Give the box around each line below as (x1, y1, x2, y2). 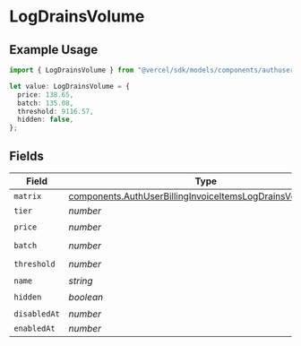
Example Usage (9, 42, 99, 57)
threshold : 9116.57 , (17, 107, 94, 116)
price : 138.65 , (17, 90, 74, 99)
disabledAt (13, 308, 60, 319)
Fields (9, 148, 45, 163)
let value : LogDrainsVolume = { (9, 82, 130, 91)
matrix (13, 191, 42, 201)
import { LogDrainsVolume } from (9, 65, 134, 74)
